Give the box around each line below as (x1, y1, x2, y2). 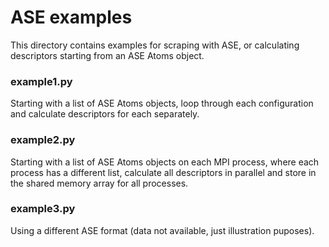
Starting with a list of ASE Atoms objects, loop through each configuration (10, 97, 314, 110)
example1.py (10, 74, 73, 88)
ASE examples (10, 6, 133, 29)
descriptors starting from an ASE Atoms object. (10, 49, 205, 61)
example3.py (10, 202, 76, 216)
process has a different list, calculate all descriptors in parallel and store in (10, 166, 317, 178)
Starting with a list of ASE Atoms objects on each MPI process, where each (10, 156, 320, 168)
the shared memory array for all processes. (10, 177, 189, 189)
